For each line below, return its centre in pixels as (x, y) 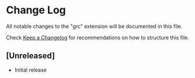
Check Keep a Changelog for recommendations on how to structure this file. (98, 37)
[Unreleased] (31, 56)
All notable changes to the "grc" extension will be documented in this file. (94, 26)
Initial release (30, 70)
